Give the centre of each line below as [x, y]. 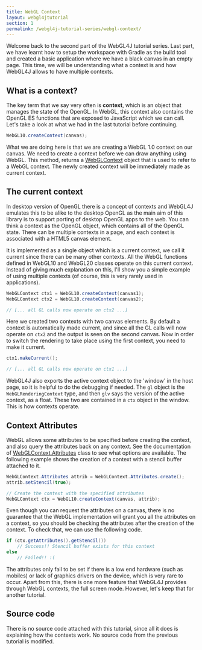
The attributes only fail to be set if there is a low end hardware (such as [95, 569]
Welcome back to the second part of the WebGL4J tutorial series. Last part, [100, 46]
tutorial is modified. [30, 641]
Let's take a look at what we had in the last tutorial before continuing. [92, 125]
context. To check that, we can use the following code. [74, 530]
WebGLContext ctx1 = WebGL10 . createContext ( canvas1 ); [75, 293]
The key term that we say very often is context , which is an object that [94, 105]
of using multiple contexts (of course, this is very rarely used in [85, 276]
